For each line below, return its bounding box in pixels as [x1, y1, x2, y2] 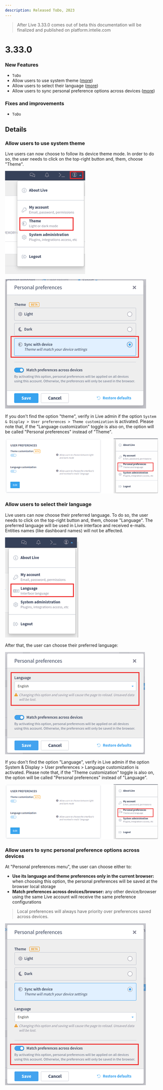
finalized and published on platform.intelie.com [16, 27, 111, 33]
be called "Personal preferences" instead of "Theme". [5, 429, 113, 435]
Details [5, 125, 27, 133]
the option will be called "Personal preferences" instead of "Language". [5, 774, 148, 781]
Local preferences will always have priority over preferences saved [16, 908, 151, 914]
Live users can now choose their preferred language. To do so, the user [5, 512, 148, 518]
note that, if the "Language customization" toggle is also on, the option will [5, 424, 154, 430]
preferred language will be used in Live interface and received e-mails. [5, 522, 147, 528]
